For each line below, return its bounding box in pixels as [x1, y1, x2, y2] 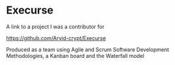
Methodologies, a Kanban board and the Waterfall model [6, 52, 144, 59]
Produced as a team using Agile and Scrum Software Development [6, 45, 169, 53]
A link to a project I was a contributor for [6, 23, 105, 30]
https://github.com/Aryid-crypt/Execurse [6, 34, 106, 41]
